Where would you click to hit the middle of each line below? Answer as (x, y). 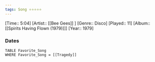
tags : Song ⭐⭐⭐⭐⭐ (23, 9)
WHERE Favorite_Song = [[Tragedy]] (41, 55)
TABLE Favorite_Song (26, 50)
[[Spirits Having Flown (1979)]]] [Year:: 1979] (49, 28)
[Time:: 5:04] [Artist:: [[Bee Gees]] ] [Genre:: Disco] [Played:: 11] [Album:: (77, 23)
